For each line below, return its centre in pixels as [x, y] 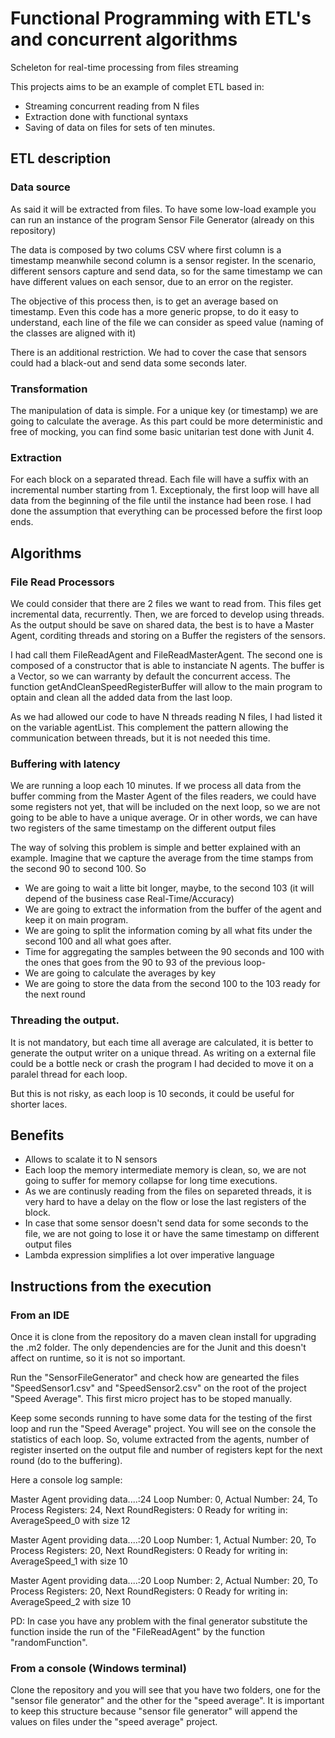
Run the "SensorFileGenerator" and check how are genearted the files [155, 1377]
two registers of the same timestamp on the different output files [143, 828]
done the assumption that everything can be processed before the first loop [166, 511]
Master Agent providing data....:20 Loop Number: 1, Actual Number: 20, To [163, 1540]
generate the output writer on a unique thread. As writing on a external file [163, 1053]
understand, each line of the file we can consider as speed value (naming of [167, 322]
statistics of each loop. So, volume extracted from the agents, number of [160, 1439]
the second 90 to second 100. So [78, 869]
